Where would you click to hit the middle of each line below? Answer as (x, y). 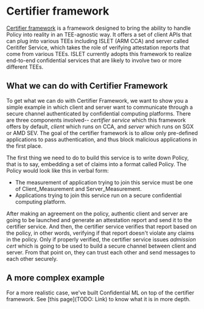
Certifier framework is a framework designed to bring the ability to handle (99, 28)
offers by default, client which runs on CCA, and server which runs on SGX (100, 127)
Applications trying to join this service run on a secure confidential (98, 195)
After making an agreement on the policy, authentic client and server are (97, 214)
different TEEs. (25, 67)
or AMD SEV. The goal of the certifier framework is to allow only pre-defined (102, 133)
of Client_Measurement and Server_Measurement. (78, 189)
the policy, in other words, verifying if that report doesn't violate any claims (100, 233)
